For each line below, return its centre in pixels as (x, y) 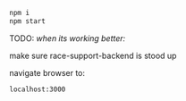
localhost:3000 (38, 89)
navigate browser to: (47, 72)
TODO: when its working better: (68, 38)
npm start (28, 21)
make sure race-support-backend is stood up (93, 55)
